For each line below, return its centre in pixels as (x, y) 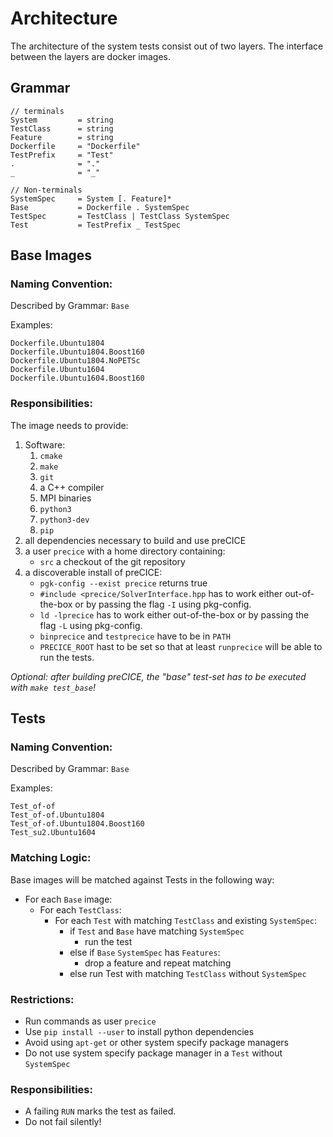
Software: (45, 444)
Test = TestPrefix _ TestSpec (96, 225)
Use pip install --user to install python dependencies (139, 1032)
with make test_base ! (53, 687)
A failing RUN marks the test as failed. (100, 1111)
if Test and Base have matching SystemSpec (157, 931)
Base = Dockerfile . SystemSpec (100, 207)
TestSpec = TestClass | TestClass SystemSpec (120, 216)
